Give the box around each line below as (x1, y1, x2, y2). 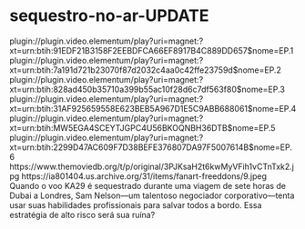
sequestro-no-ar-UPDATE (9, 5, 209, 26)
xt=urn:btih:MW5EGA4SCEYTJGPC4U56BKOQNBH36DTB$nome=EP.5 (9, 122, 276, 133)
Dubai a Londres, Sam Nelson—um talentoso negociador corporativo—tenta (9, 190, 295, 201)
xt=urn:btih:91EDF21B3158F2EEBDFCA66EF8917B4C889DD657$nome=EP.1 (9, 45, 294, 55)
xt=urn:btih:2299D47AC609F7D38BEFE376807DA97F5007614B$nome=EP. (9, 142, 293, 153)
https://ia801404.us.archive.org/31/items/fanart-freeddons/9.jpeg (21, 170, 267, 182)
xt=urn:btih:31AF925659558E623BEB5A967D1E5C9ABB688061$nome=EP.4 (9, 103, 297, 114)
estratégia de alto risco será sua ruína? (9, 209, 156, 220)
